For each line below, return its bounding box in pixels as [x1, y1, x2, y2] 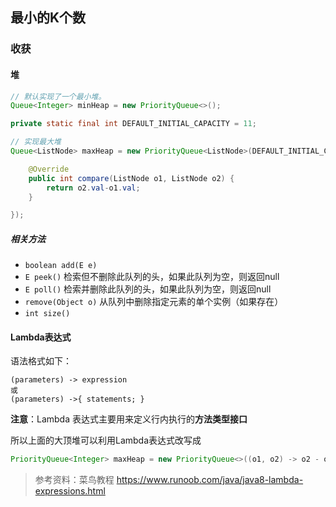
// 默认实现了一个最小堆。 [10, 91, 107, 102]
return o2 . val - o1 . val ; [46, 183, 141, 193]
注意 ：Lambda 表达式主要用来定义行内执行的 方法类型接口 [10, 413, 248, 425]
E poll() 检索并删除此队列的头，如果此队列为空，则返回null [24, 283, 272, 295]
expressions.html [34, 485, 106, 497]
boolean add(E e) [24, 261, 98, 271]
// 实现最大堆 [10, 137, 62, 147]
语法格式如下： [10, 355, 72, 367]
